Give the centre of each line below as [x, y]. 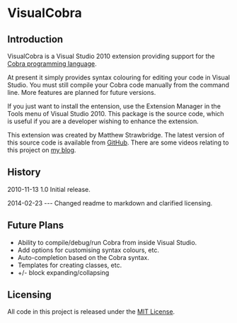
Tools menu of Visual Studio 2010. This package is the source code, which [116, 114]
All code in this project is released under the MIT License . [91, 312]
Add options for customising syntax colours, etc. [88, 250]
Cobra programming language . [52, 64]
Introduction [35, 39]
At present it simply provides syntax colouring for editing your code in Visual [118, 77]
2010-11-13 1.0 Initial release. [49, 189]
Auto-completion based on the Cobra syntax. [83, 257]
